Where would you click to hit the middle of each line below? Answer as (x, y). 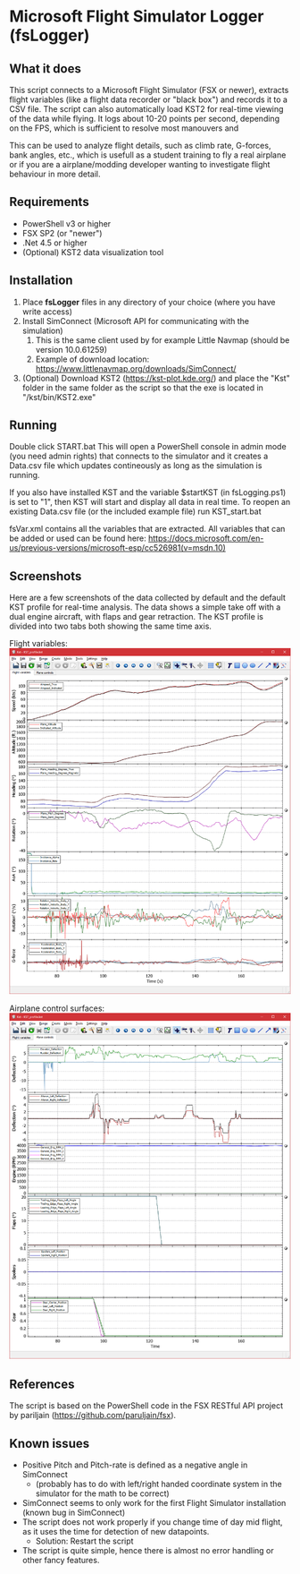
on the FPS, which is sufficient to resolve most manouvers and (124, 128)
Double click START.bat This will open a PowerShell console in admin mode (148, 447)
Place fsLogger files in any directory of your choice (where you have (149, 302)
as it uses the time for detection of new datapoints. (116, 1532)
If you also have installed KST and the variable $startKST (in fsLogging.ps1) (148, 492)
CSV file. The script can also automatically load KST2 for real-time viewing (146, 109)
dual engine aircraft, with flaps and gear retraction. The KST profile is (137, 617)
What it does (46, 68)
